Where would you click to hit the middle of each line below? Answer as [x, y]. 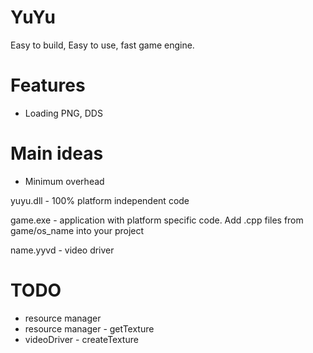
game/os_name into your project [77, 230]
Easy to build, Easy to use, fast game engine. [102, 45]
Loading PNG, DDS [63, 113]
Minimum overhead [64, 181]
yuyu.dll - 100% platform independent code [100, 200]
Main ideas [57, 153]
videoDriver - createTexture [81, 339]
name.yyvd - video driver [62, 250]
